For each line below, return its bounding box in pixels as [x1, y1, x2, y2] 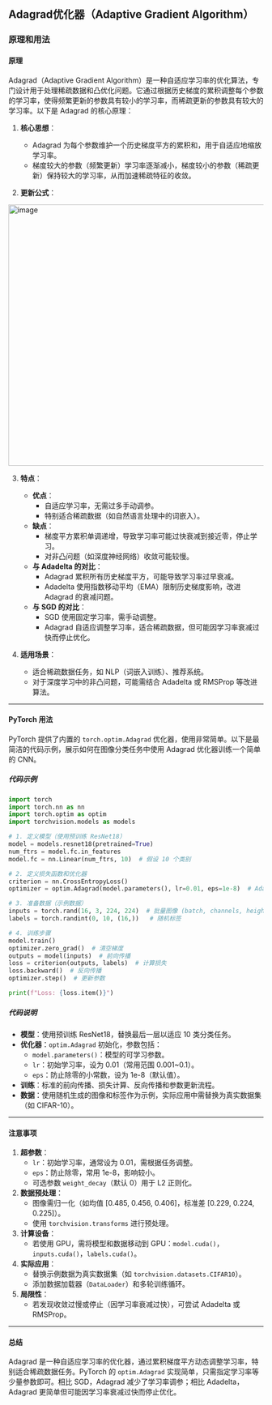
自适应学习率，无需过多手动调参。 [44, 501, 159, 510]
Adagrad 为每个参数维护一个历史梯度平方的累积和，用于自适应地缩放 [32, 140, 261, 150]
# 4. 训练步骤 [8, 929, 51, 937]
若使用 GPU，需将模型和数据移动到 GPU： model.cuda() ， [32, 1239, 224, 1249]
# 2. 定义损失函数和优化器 [8, 869, 87, 878]
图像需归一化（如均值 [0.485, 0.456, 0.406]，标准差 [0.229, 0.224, [32, 1198, 255, 1208]
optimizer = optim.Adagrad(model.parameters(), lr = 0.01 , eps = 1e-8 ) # [8, 885, 252, 893]
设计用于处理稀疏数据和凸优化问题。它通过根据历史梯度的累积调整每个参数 [15, 85, 264, 95]
